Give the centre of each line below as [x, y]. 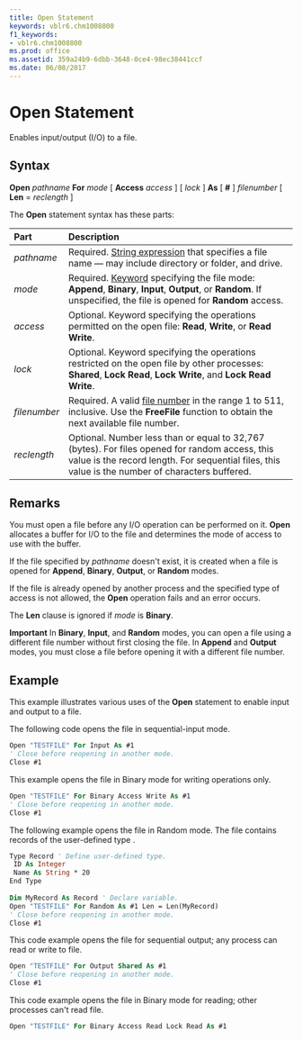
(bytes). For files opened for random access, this [171, 448]
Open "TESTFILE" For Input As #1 [72, 746]
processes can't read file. [57, 1010]
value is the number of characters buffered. [160, 471]
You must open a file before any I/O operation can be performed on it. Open [150, 525]
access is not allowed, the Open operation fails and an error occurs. [135, 598]
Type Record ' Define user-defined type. [88, 856]
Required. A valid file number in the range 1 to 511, [176, 400]
